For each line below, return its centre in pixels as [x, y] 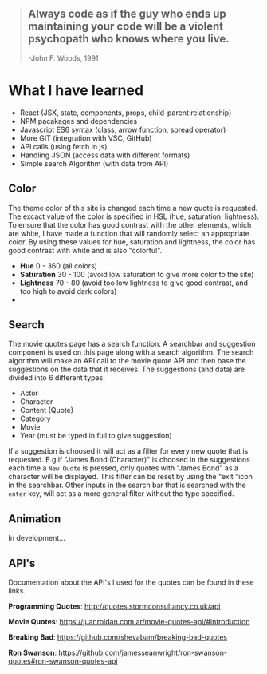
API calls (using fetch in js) [63, 146]
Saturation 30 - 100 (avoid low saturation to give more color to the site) [137, 274]
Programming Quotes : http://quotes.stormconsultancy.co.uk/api [114, 606]
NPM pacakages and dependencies [79, 121]
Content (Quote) [47, 410]
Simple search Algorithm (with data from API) [94, 163]
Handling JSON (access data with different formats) [105, 155]
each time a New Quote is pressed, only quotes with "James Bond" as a [124, 468]
